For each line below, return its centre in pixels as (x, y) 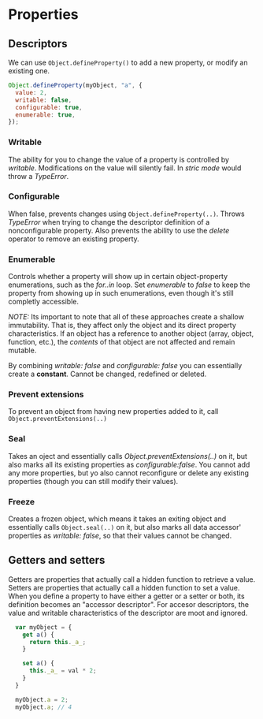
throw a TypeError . (39, 176)
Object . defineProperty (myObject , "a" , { (76, 85)
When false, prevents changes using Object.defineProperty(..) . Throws (127, 214)
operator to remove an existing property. (74, 239)
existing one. (29, 71)
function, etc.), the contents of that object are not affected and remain (122, 342)
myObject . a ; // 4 (44, 707)
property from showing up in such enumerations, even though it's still (121, 293)
